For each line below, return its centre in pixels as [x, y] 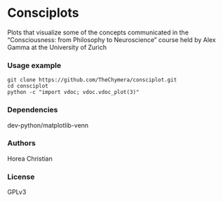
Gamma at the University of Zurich [57, 47]
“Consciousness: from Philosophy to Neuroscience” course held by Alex [111, 39]
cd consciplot [28, 86]
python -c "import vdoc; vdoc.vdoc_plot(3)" [73, 93]
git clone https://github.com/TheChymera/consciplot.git [92, 80]
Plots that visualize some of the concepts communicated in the [98, 32]
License [21, 177]
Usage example [34, 65]
